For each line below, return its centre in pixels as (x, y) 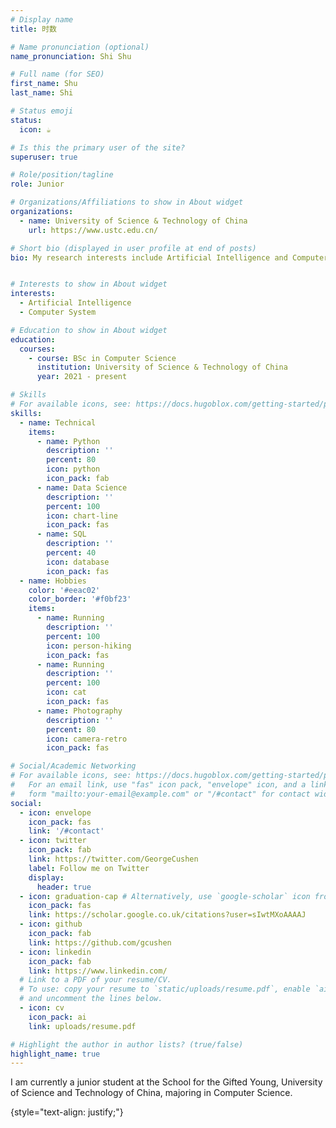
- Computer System (58, 312)
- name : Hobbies (53, 581)
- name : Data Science (82, 487)
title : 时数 (33, 29)
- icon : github (51, 924)
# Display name (42, 19)
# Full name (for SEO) (57, 74)
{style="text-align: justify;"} (67, 1112)
